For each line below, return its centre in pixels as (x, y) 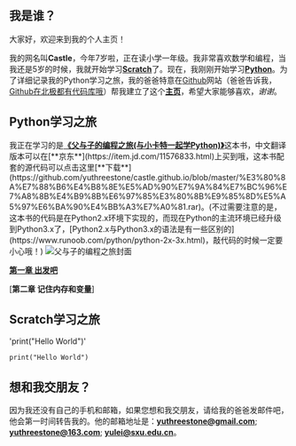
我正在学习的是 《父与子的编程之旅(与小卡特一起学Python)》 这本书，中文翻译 (148, 145)
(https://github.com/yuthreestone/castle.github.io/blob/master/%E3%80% (145, 177)
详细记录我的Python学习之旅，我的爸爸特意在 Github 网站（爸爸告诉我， (147, 80)
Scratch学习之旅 (55, 319)
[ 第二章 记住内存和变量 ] (52, 289)
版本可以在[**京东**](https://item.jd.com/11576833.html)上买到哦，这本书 (143, 156)
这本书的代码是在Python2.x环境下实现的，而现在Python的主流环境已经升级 (145, 218)
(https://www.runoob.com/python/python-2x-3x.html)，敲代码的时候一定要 (146, 240)
